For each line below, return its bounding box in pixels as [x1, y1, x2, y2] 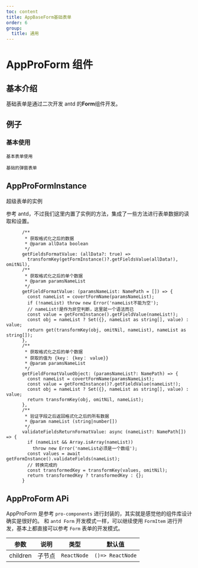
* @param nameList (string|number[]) [24, 418, 118, 424]
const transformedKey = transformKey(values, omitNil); [27, 467, 168, 473]
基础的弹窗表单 [6, 165, 37, 171]
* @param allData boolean [24, 240, 89, 246]
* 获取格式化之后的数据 [24, 235, 74, 242]
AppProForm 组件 [6, 58, 93, 72]
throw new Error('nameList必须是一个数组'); [32, 445, 138, 451]
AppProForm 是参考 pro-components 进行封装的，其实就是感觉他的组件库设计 [6, 510, 193, 517]
